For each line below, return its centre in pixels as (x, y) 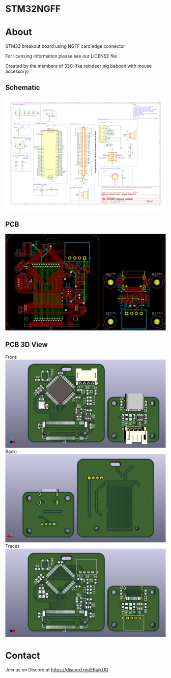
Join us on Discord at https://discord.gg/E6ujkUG (57, 669)
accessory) (17, 71)
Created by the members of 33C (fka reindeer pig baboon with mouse (79, 66)
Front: (11, 357)
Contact (23, 656)
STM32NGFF (33, 9)
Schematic (23, 87)
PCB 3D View (27, 345)
